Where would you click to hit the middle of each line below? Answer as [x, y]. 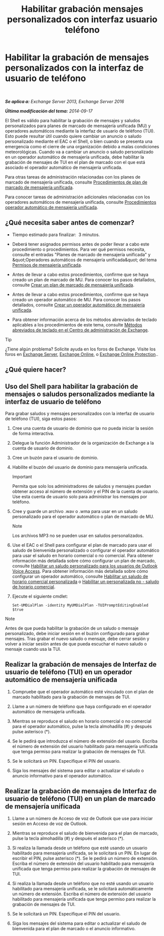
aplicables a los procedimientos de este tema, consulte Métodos [77, 324]
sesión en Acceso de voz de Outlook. [50, 824]
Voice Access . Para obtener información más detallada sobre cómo [80, 571]
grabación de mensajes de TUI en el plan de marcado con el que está [75, 162]
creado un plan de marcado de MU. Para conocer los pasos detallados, [84, 280]
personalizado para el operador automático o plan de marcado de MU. [83, 516]
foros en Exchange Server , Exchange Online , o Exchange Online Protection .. [82, 354]
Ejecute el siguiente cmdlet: [40, 596]
